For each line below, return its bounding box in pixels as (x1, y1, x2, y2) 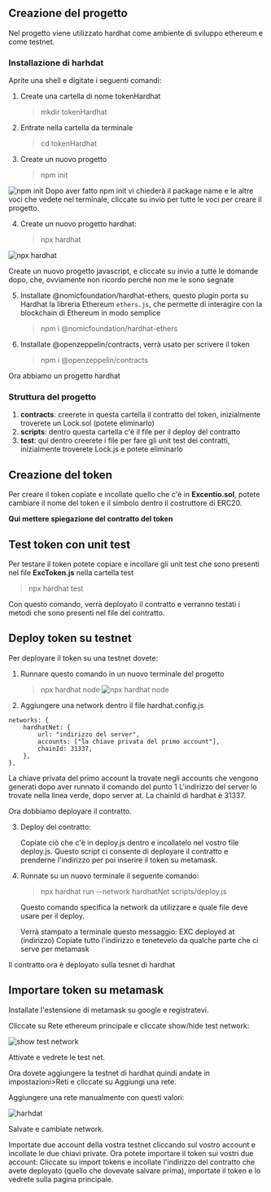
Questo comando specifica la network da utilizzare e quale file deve (20, 902, 248, 912)
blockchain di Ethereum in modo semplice (20, 308, 161, 318)
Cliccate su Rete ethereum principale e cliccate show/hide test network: (8, 1020, 250, 1030)
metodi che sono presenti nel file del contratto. (8, 608, 165, 618)
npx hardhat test (28, 583, 84, 593)
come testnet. (8, 37, 55, 46)
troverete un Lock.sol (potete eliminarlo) (20, 418, 155, 428)
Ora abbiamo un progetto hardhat (8, 371, 120, 381)
